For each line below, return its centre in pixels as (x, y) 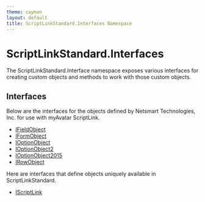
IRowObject (30, 162)
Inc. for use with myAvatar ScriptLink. (53, 118)
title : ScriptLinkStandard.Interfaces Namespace (69, 23)
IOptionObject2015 (39, 155)
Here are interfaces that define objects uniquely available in (81, 174)
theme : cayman (24, 12)
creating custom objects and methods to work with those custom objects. (99, 77)
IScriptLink (29, 192)
